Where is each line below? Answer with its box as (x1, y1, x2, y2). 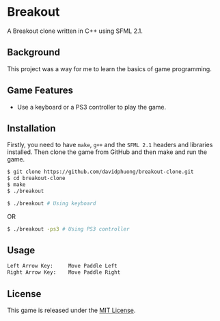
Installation (7, 123, 56, 134)
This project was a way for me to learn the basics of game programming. (7, 64, 212, 73)
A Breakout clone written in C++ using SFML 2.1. (7, 27, 143, 35)
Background (7, 47, 60, 58)
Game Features (7, 85, 74, 97)
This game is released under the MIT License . (7, 306, 136, 314)
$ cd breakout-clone (7, 175, 66, 182)
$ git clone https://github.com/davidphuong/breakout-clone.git (7, 168, 194, 175)
